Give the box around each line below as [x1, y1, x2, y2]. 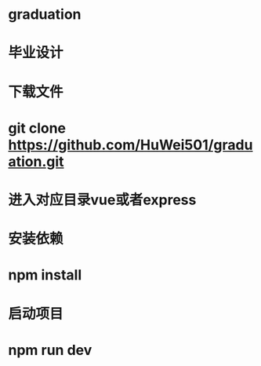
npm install [8, 266, 82, 284]
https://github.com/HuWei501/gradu [8, 136, 253, 154]
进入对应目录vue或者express [8, 191, 197, 209]
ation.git [8, 152, 64, 170]
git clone [8, 119, 67, 137]
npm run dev [8, 341, 92, 359]
